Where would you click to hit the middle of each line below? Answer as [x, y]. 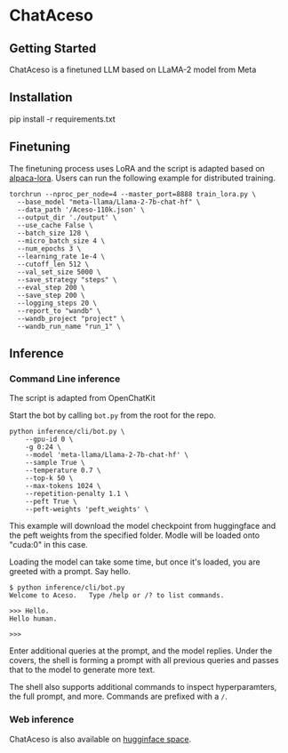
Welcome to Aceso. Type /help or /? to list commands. [117, 596]
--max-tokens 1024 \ [63, 486]
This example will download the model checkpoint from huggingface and [143, 526]
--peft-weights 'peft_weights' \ [87, 509]
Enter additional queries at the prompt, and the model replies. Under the [141, 651]
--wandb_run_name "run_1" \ [69, 326]
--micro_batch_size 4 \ [61, 241]
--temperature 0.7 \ [63, 471]
